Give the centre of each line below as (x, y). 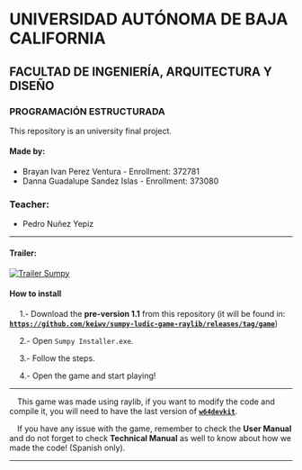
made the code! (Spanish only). (67, 447)
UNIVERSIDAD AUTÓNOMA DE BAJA (149, 19)
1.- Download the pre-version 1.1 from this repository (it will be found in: (152, 313)
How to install (36, 294)
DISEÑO (32, 86)
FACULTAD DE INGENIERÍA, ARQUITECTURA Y (141, 72)
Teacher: (29, 204)
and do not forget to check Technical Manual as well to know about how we (151, 438)
